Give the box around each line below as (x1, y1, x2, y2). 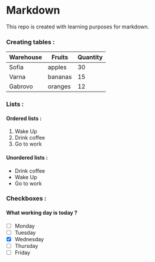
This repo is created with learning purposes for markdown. (6, 23, 150, 30)
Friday (14, 249, 31, 256)
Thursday (14, 242, 38, 249)
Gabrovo (9, 82, 34, 90)
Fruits (51, 53, 69, 62)
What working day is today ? (6, 209, 78, 216)
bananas (47, 73, 72, 81)
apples (47, 63, 67, 72)
